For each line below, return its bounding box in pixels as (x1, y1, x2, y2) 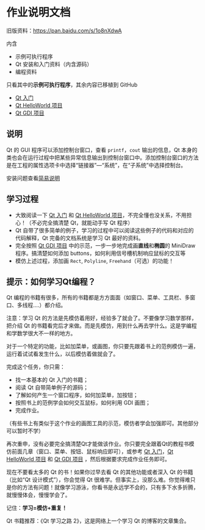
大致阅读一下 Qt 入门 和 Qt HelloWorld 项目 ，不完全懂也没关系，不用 (15, 211, 187, 218)
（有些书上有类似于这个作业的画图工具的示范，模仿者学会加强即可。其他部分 (6, 420, 199, 427)
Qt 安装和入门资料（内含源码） (15, 60, 93, 68)
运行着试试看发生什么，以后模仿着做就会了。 (6, 350, 119, 357)
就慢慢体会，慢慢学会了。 (6, 492, 71, 499)
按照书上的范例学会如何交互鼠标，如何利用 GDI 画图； (15, 399, 151, 406)
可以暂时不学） (6, 428, 44, 435)
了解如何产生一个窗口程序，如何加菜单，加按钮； (15, 392, 138, 399)
